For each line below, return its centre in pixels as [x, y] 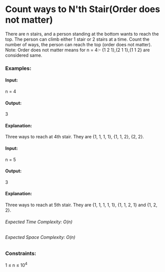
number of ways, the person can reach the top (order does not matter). [78, 44]
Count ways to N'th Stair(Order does [83, 9]
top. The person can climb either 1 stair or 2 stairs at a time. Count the [77, 39]
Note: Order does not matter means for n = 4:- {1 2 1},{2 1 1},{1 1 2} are [77, 50]
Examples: [18, 68]
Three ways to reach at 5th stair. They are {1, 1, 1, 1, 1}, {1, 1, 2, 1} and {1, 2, [81, 205]
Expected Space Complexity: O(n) [40, 237]
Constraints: [21, 253]
